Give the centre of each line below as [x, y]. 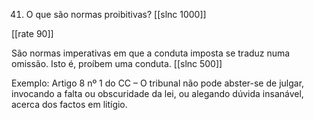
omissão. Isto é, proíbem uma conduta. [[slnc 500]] [117, 63]
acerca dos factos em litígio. [69, 104]
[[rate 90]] [32, 33]
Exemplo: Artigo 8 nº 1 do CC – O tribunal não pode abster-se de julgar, [158, 83]
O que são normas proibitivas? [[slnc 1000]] [116, 14]
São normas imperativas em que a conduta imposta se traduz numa [151, 53]
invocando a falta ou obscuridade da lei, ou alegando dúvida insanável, [157, 93]
